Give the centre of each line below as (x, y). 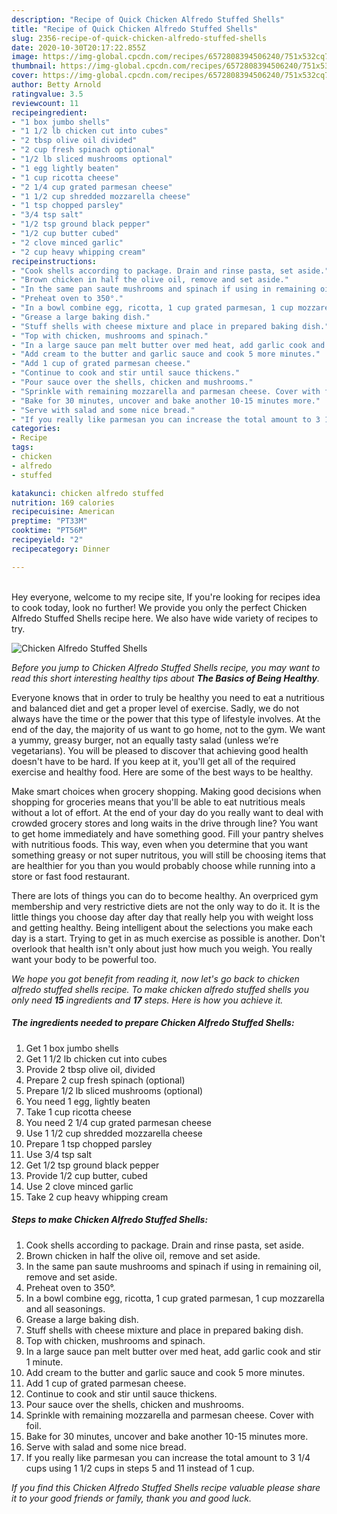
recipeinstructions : (54, 261)
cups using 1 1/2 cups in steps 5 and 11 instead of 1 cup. (140, 1468)
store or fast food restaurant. (71, 876)
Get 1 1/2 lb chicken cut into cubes (96, 1058)
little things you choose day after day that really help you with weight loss (162, 917)
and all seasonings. (65, 1308)
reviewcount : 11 (45, 103)
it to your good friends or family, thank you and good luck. (132, 1498)
